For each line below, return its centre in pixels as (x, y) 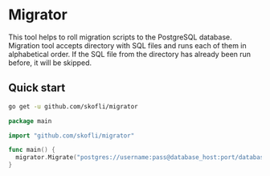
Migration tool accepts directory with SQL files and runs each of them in (127, 45)
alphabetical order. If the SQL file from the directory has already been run (130, 54)
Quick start (37, 88)
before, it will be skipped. (50, 63)
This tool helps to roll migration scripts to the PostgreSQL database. (120, 37)
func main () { (32, 150)
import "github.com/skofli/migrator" (72, 135)
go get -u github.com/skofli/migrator (73, 106)
